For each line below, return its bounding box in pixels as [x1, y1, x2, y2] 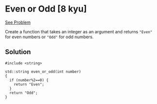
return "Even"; [14, 82, 45, 87]
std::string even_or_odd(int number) [5, 69, 81, 74]
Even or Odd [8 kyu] [5, 3, 87, 15]
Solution [5, 48, 31, 56]
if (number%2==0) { [9, 77, 49, 83]
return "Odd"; [9, 90, 38, 95]
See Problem [5, 19, 31, 25]
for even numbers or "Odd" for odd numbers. [5, 34, 94, 40]
